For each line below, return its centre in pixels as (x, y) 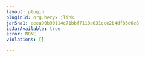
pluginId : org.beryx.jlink (40, 17)
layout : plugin (25, 12)
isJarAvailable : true (34, 28)
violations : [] (25, 40)
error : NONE (21, 34)
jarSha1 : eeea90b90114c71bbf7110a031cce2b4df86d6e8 (72, 23)
